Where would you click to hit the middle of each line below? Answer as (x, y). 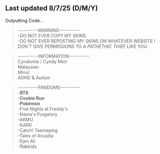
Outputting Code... (24, 20)
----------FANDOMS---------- (49, 87)
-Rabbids (27, 146)
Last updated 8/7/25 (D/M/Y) (52, 8)
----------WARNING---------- (48, 30)
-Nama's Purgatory (38, 114)
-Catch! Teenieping (38, 130)
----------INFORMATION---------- (54, 56)
